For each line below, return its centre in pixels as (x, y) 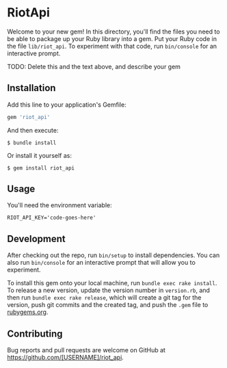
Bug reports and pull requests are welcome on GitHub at (86, 350)
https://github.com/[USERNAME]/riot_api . (66, 358)
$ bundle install (32, 143)
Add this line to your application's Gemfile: (67, 105)
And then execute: (33, 130)
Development (37, 238)
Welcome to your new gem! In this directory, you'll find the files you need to (113, 31)
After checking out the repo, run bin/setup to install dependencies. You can (113, 255)
